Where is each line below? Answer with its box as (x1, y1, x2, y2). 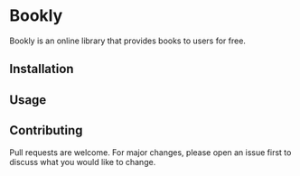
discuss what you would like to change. (9, 156, 156, 167)
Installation (9, 61, 74, 77)
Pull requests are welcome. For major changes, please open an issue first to (9, 146, 292, 158)
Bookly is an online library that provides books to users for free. (9, 35, 247, 46)
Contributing (9, 123, 83, 138)
